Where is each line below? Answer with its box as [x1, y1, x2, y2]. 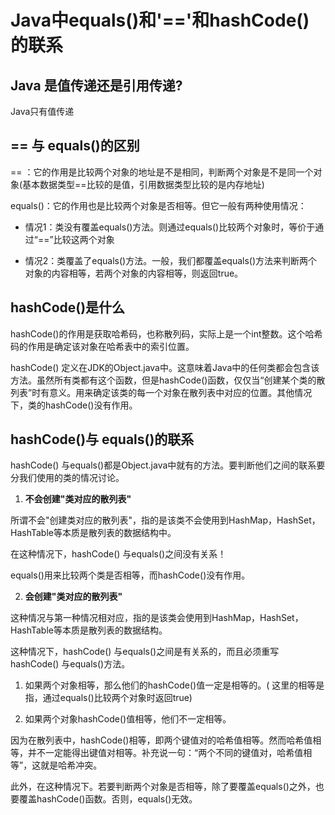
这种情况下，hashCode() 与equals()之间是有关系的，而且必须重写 [10, 646, 280, 658]
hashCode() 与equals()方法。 [10, 658, 131, 670]
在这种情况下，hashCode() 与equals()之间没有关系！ [10, 548, 227, 560]
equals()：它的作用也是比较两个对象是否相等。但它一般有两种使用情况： [10, 199, 307, 211]
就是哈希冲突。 [40, 759, 103, 771]
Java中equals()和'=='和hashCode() [10, 9, 310, 32]
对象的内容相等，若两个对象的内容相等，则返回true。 [24, 267, 244, 279]
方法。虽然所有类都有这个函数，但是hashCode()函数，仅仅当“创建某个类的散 [10, 374, 326, 386]
